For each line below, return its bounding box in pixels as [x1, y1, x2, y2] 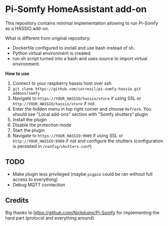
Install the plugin [12, 116, 47, 122]
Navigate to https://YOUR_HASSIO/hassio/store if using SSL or [12, 95, 141, 101]
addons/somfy [12, 91, 40, 96]
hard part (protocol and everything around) [5, 214, 95, 221]
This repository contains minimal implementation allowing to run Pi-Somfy [5, 20, 158, 26]
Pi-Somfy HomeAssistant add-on [5, 4, 147, 15]
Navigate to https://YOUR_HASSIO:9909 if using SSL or [12, 132, 123, 138]
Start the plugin [12, 127, 45, 133]
